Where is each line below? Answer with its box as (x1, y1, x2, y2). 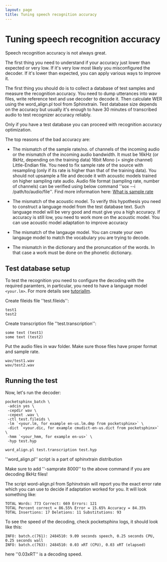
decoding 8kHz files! (5, 471, 48, 477)
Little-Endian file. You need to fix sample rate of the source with (12, 162, 144, 168)
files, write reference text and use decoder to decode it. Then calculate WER (5, 96, 163, 102)
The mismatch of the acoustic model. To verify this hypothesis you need (12, 198, 161, 204)
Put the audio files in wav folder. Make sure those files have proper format (5, 343, 157, 349)
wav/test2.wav (5, 363, 35, 368)
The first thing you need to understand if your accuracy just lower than (5, 59, 151, 65)
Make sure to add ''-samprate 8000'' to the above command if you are (5, 466, 150, 472)
